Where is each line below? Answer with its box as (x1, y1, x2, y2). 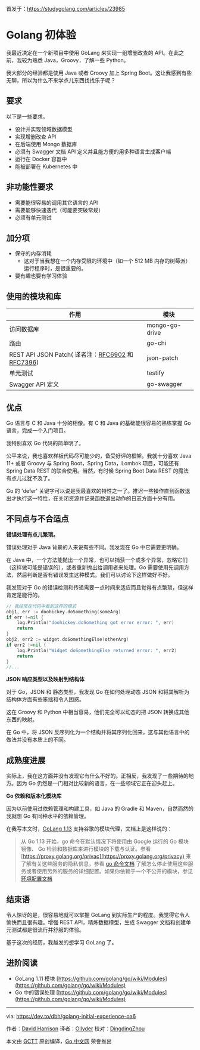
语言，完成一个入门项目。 (6, 427, 69, 434)
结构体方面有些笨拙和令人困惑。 (6, 696, 85, 703)
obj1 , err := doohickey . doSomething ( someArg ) (6, 609, 121, 614)
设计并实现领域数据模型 (14, 125, 73, 132)
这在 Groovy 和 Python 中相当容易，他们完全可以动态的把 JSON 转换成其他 (6, 709, 190, 716)
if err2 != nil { (6, 642, 46, 648)
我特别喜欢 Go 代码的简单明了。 (6, 440, 85, 446)
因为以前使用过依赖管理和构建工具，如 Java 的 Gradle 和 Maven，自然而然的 (6, 805, 194, 813)
